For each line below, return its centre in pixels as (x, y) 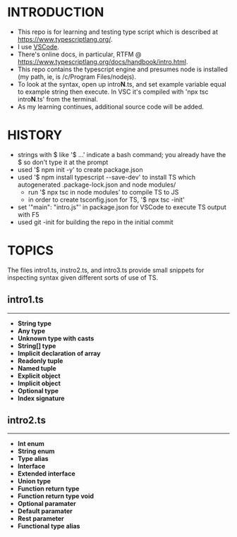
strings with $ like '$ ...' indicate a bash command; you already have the (122, 154)
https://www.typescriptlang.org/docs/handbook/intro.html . (103, 61)
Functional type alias (49, 526)
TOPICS (31, 251)
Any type (31, 331)
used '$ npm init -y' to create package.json (80, 169)
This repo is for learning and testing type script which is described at (118, 32)
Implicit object (39, 383)
